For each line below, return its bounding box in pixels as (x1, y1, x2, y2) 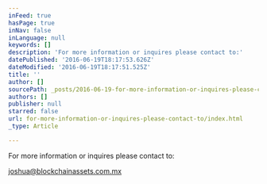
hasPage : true (8, 19, 56, 27)
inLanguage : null (8, 33, 66, 42)
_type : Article (8, 122, 59, 130)
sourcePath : (8, 85, 48, 94)
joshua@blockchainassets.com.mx (8, 166, 122, 175)
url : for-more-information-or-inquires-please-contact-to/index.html (8, 115, 244, 123)
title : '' (8, 71, 41, 79)
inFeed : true (8, 11, 52, 20)
